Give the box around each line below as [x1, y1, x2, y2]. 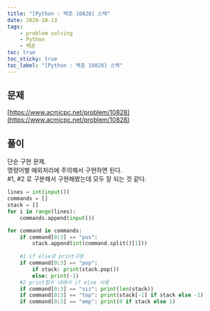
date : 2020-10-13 [7, 17, 58, 24]
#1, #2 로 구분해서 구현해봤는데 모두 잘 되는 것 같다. [7, 175, 147, 183]
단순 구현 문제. [7, 157, 47, 166]
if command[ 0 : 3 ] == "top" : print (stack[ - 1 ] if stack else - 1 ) [19, 292, 204, 299]
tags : [7, 23, 23, 30]
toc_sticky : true [7, 56, 58, 63]
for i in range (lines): [7, 208, 76, 215]
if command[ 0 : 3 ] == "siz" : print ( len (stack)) [19, 285, 154, 292]
